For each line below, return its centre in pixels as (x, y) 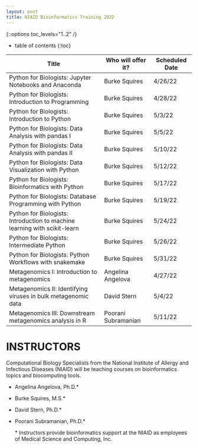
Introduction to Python (40, 119)
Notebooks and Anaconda (45, 85)
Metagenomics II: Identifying (49, 288)
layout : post (22, 12)
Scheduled (171, 60)
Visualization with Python (44, 170)
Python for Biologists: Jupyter (50, 77)
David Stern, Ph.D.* (38, 410)
